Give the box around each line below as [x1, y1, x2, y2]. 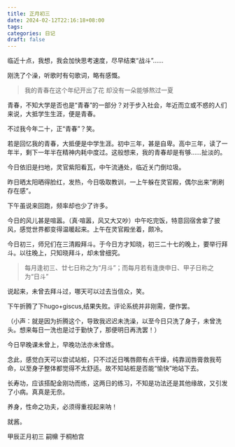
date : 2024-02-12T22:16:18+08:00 [7, 17, 105, 24]
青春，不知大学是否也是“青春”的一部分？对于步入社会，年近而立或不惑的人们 [7, 101, 227, 109]
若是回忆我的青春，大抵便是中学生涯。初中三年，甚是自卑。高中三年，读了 [7, 139, 222, 148]
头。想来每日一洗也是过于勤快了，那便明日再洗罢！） [7, 326, 161, 334]
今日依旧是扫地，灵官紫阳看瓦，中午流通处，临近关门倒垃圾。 [7, 163, 185, 171]
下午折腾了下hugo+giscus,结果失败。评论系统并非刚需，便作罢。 [7, 302, 194, 311]
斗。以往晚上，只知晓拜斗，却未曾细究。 [7, 249, 124, 257]
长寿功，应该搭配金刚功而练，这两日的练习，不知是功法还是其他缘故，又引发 [7, 379, 228, 388]
